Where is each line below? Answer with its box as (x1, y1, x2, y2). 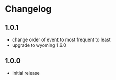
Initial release (12, 70, 40, 76)
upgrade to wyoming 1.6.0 (12, 42, 66, 48)
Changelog (5, 3, 52, 15)
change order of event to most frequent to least (12, 36, 111, 43)
